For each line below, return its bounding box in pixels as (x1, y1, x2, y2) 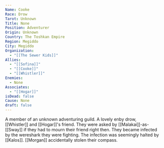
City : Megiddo (5, 44, 34, 49)
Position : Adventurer (5, 25, 50, 30)
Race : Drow (5, 12, 28, 17)
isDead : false (5, 94, 34, 99)
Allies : (5, 57, 21, 62)
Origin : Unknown (5, 30, 38, 35)
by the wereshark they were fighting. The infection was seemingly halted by (5, 132, 159, 138)
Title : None (5, 21, 30, 26)
